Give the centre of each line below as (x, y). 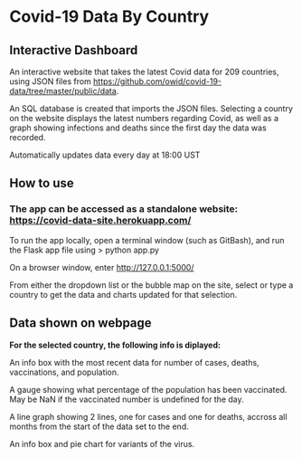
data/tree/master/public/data (63, 91)
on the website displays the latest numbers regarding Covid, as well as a (144, 118)
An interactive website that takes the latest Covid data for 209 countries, (144, 72)
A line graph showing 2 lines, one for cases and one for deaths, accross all (148, 416)
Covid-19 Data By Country (109, 17)
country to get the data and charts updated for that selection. (123, 294)
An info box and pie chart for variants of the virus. (102, 444)
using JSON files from (51, 81)
